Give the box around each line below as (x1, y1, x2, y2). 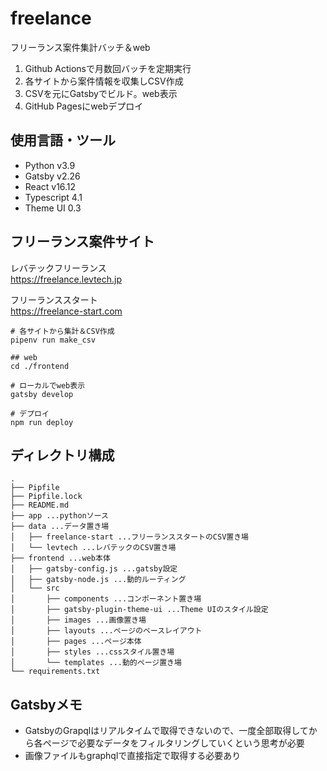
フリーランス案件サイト (10, 233, 155, 251)
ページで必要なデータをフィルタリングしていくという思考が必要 (42, 737, 305, 749)
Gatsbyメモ (10, 696, 83, 713)
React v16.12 (24, 180, 77, 192)
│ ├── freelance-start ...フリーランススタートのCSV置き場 (10, 532, 249, 542)
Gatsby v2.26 (24, 170, 81, 182)
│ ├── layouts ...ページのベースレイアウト (10, 626, 203, 636)
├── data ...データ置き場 (10, 522, 110, 532)
